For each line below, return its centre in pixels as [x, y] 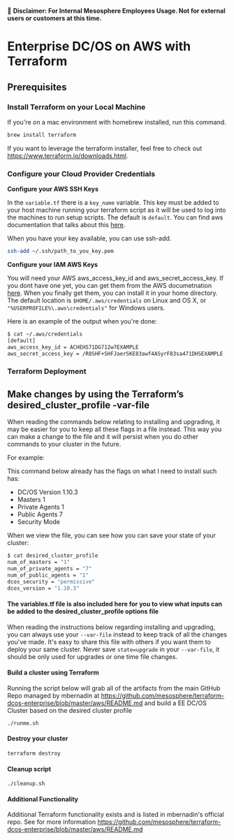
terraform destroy [34, 754]
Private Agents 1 [41, 507]
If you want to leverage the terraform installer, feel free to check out [105, 148]
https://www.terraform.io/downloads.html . [68, 155]
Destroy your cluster [38, 739]
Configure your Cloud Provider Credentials [81, 173]
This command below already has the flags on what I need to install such [112, 471]
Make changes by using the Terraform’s [95, 394]
